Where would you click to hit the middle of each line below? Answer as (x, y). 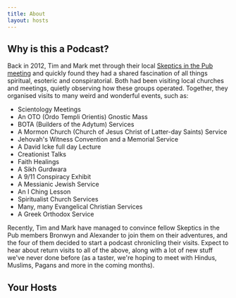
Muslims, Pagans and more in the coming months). (81, 266)
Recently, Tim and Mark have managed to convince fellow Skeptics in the (113, 228)
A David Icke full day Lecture (59, 147)
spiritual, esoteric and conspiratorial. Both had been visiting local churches (116, 81)
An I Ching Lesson (44, 192)
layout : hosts (28, 20)
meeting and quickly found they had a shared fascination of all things (107, 73)
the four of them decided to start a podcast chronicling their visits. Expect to (118, 243)
